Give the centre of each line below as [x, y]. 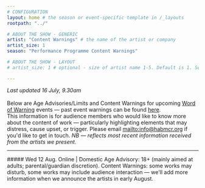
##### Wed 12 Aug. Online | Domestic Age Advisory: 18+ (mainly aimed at [100, 159]
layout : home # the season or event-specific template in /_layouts [96, 18]
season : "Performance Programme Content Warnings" [72, 51]
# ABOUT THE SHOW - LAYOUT [41, 62]
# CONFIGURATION [27, 12]
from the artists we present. [42, 142]
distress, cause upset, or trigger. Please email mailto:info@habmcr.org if [97, 129]
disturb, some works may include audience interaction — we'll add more [97, 172]
